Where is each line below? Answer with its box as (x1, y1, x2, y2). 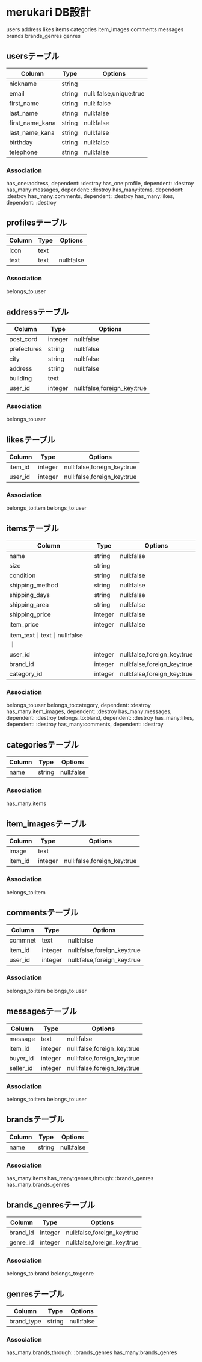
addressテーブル (6, 306, 69, 317)
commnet (9, 936, 36, 944)
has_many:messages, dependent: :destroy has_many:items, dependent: (6, 186, 185, 193)
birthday (9, 138, 33, 146)
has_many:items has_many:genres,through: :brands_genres (6, 1175, 154, 1182)
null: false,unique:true (84, 89, 145, 98)
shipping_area (9, 601, 49, 609)
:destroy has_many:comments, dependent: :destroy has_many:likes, (6, 193, 174, 200)
